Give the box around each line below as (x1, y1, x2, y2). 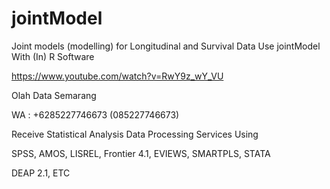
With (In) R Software (11, 50, 95, 62)
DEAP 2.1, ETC (11, 167, 71, 179)
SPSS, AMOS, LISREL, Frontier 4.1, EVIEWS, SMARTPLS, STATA (11, 147, 271, 159)
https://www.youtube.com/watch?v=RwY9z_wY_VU (11, 70, 224, 82)
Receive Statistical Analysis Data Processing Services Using (11, 128, 259, 140)
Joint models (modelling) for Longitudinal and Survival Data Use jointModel (11, 40, 321, 52)
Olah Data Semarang (11, 89, 97, 101)
